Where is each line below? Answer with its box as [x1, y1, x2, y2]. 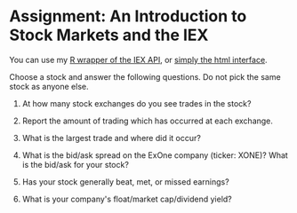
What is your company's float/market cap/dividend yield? [21, 193, 233, 204]
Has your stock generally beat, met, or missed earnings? [21, 176, 229, 187]
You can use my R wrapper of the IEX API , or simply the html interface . [9, 54, 269, 65]
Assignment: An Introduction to [9, 6, 247, 27]
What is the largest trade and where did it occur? [21, 132, 202, 143]
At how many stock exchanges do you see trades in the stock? [21, 98, 252, 108]
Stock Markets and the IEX [9, 25, 209, 45]
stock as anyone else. [9, 81, 89, 91]
